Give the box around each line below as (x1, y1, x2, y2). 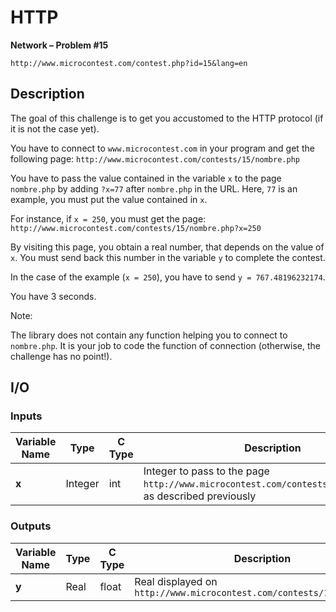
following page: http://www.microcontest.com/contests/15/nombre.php (10, 152, 300, 165)
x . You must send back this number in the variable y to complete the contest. (10, 251, 326, 263)
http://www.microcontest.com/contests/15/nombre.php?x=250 (10, 223, 262, 233)
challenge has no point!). (10, 350, 113, 362)
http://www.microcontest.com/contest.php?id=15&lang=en (10, 58, 248, 68)
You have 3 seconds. (10, 290, 97, 302)
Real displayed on (134, 574, 218, 588)
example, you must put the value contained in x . (10, 193, 208, 205)
